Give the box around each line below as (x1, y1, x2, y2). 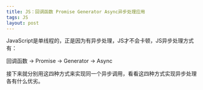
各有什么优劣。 (6, 77, 43, 85)
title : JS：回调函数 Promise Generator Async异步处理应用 (6, 8, 146, 15)
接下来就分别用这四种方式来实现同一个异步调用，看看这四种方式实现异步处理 (6, 70, 197, 77)
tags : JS (6, 14, 28, 20)
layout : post (6, 20, 39, 26)
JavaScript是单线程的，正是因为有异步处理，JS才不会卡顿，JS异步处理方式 (6, 37, 195, 44)
